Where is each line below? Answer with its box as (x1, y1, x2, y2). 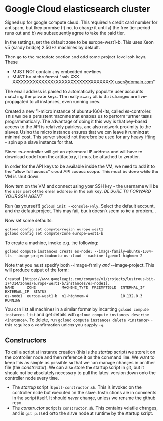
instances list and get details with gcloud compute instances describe (5, 311, 149, 317)
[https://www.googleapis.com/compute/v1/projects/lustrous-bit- (22, 276, 156, 281)
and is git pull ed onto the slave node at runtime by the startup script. (12, 410, 153, 416)
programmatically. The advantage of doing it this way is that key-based (5, 118, 147, 124)
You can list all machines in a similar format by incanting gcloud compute (5, 306, 149, 312)
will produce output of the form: (5, 267, 69, 273)
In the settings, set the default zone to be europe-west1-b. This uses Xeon (5, 39, 154, 45)
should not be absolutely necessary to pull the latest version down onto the (5, 369, 156, 376)
